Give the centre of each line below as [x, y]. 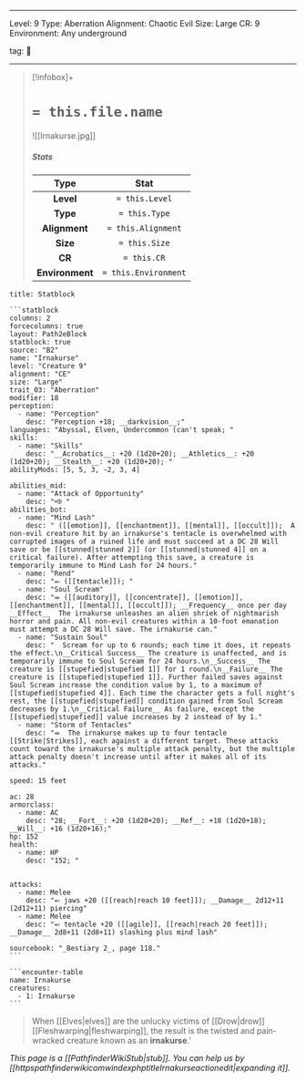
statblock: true [40, 342]
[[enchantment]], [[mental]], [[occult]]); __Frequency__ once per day [148, 605]
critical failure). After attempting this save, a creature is [132, 557]
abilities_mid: [38, 485]
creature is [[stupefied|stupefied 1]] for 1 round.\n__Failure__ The [146, 669]
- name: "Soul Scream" [61, 589]
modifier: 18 [34, 397]
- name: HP [38, 852]
